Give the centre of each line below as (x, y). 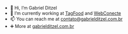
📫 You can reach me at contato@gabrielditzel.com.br (66, 19)
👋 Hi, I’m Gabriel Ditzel (34, 8)
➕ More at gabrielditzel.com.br (42, 26)
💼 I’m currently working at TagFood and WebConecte (66, 13)
